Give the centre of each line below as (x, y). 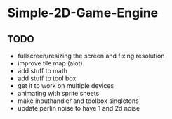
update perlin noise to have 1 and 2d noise (79, 108)
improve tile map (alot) (50, 63)
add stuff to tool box (47, 78)
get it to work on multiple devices (66, 86)
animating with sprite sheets (58, 93)
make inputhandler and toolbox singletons (78, 101)
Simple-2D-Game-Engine (83, 13)
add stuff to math (42, 71)
